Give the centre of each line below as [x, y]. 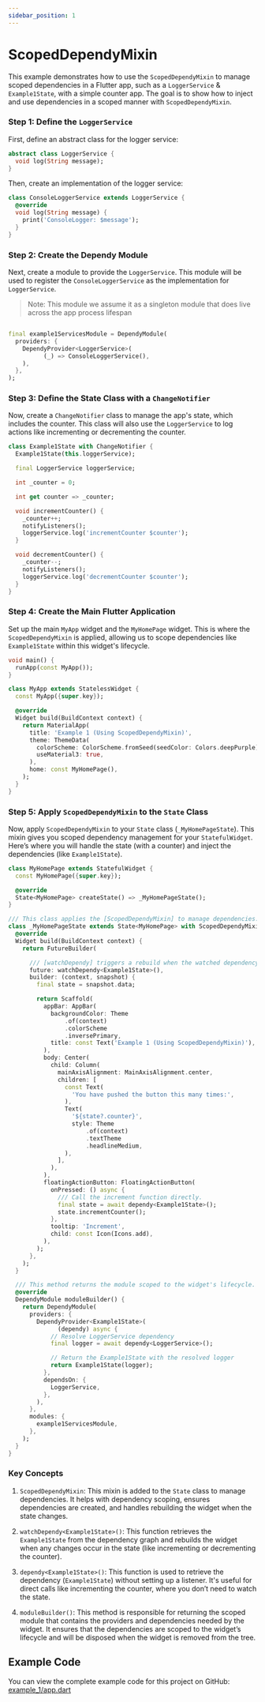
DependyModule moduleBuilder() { [70, 1300]
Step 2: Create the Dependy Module [78, 255]
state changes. [44, 1516]
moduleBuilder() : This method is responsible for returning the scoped [132, 1612]
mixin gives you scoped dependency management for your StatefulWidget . [131, 837]
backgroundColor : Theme [89, 1013]
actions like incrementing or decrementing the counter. [97, 432]
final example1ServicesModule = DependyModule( [88, 334]
